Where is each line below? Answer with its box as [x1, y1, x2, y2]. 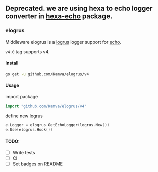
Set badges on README [12, 161, 63, 167]
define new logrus [5, 113, 43, 119]
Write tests [12, 149, 35, 155]
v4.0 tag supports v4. [5, 48, 50, 55]
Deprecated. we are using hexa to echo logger [5, 4, 153, 13]
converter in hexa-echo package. [5, 12, 113, 21]
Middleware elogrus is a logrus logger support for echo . [5, 39, 121, 45]
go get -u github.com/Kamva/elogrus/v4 [5, 71, 89, 77]
